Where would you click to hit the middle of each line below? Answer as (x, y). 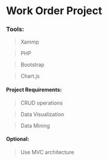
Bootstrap (32, 65)
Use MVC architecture (47, 152)
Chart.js (30, 76)
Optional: (18, 139)
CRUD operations (41, 103)
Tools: (15, 29)
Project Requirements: (34, 90)
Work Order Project (54, 11)
